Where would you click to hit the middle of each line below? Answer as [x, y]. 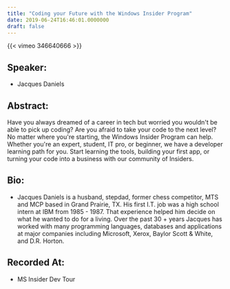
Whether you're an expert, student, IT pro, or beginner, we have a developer [115, 144]
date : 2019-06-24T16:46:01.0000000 [58, 20]
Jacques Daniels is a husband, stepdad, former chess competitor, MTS [118, 197]
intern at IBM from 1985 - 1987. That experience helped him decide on [116, 211]
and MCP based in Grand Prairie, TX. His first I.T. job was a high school [118, 204]
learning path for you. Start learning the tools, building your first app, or [108, 151]
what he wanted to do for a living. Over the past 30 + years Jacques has [119, 219]
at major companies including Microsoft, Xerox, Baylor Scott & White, [115, 233]
